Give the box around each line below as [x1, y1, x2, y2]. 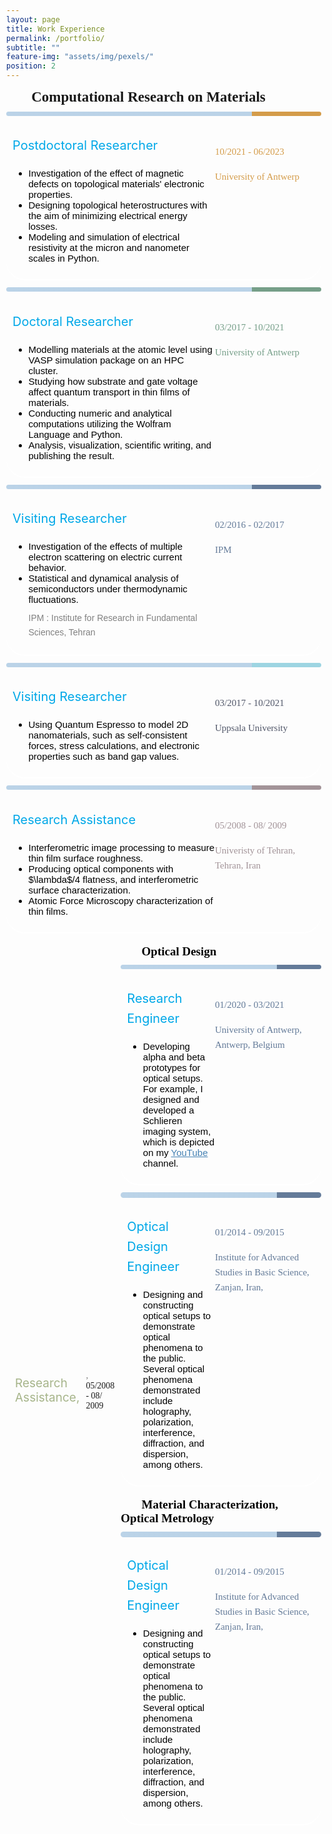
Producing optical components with [28, 862, 174, 875]
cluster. [28, 364, 59, 376]
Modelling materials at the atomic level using [28, 343, 213, 355]
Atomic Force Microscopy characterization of [28, 894, 214, 906]
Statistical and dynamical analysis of [28, 572, 179, 585]
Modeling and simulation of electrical [28, 231, 180, 243]
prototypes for [142, 1062, 201, 1074]
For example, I [142, 1083, 204, 1095]
